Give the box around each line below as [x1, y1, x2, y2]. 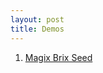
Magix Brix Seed [24, 51, 93, 63]
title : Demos [10, 24, 65, 34]
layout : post [10, 14, 65, 25]
